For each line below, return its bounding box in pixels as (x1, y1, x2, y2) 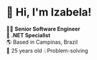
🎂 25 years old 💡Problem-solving (6, 47, 89, 54)
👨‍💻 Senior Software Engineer (6, 25, 81, 32)
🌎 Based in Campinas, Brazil (6, 38, 78, 46)
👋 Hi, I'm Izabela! (6, 5, 92, 19)
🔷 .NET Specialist (6, 31, 51, 38)
